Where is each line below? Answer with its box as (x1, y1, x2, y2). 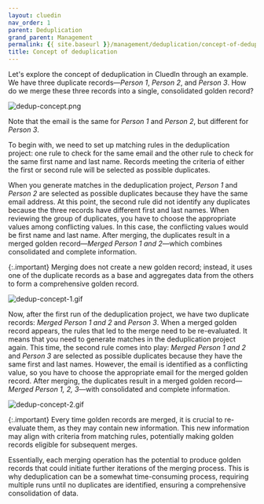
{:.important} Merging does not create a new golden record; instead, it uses (8, 262, 253, 272)
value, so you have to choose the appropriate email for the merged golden (8, 368, 248, 377)
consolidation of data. (8, 488, 79, 498)
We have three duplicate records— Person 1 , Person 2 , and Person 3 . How (8, 78, 247, 87)
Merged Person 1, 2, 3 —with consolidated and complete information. (8, 385, 230, 393)
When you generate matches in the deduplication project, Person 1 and (8, 181, 238, 189)
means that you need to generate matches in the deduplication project (8, 334, 236, 344)
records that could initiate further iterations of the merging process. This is (8, 464, 250, 473)
